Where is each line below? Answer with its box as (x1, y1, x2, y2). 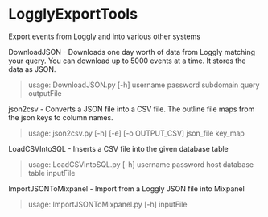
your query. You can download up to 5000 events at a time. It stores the (8, 56, 246, 65)
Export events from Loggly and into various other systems (8, 31, 201, 41)
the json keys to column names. (8, 112, 114, 122)
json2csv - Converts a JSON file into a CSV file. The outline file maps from (8, 104, 255, 114)
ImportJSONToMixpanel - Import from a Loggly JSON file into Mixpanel (8, 183, 245, 194)
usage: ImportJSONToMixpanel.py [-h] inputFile (27, 199, 188, 209)
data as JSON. (8, 64, 56, 73)
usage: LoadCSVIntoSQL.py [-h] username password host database (27, 159, 254, 169)
